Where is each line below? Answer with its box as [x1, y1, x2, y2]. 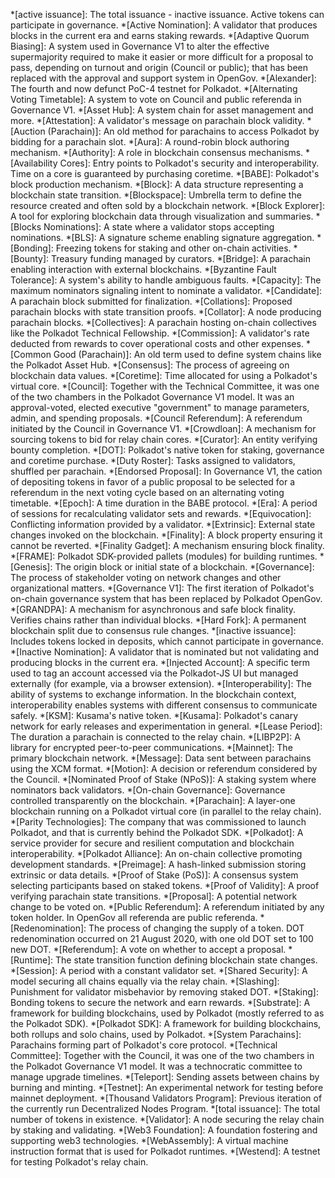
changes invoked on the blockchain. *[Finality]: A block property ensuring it [10, 529, 323, 541]
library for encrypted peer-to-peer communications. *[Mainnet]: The [10, 742, 293, 753]
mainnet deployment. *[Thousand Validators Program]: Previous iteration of [10, 1092, 323, 1104]
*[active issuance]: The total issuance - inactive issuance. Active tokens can [10, 9, 325, 20]
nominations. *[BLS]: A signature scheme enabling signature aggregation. [10, 232, 315, 243]
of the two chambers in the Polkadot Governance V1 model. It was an [10, 391, 295, 403]
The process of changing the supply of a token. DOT [88, 922, 305, 934]
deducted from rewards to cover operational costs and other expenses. [10, 338, 304, 349]
